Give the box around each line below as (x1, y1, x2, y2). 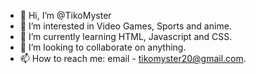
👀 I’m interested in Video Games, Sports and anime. (19, 20, 232, 32)
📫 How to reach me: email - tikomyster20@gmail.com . (19, 53, 247, 64)
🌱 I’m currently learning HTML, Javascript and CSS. (19, 31, 233, 42)
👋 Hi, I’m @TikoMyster (19, 10, 112, 21)
